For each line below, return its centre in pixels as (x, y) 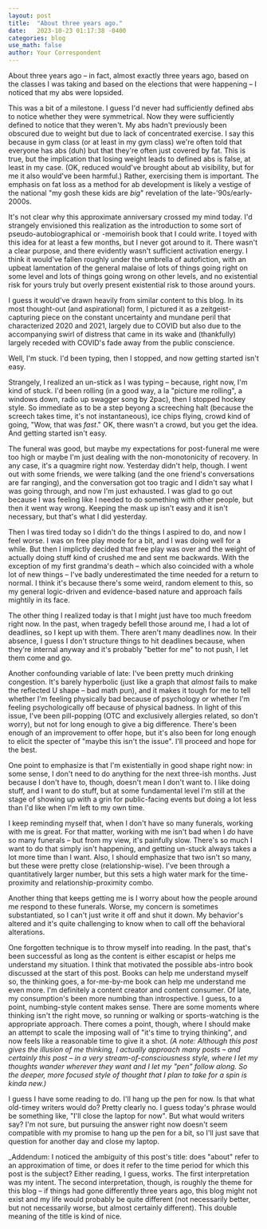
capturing (24, 317)
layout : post (30, 16)
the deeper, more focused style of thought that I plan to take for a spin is (128, 1075)
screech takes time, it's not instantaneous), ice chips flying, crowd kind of (130, 416)
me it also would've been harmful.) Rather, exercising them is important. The (133, 176)
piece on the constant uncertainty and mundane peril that (136, 317)
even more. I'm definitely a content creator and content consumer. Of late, (130, 990)
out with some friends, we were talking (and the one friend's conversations (132, 474)
